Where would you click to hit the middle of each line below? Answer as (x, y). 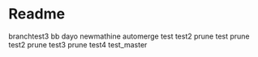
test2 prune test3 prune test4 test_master (78, 44)
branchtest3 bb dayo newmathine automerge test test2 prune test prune (129, 36)
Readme (37, 14)
